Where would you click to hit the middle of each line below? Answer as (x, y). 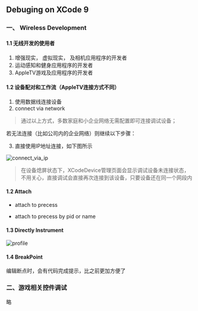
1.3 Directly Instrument (35, 230)
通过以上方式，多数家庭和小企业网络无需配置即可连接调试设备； (98, 120)
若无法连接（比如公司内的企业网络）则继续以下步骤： (71, 133)
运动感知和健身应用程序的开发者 (54, 65)
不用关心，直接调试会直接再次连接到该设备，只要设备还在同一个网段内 (106, 178)
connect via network (40, 108)
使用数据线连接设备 (38, 101)
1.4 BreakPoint (25, 257)
